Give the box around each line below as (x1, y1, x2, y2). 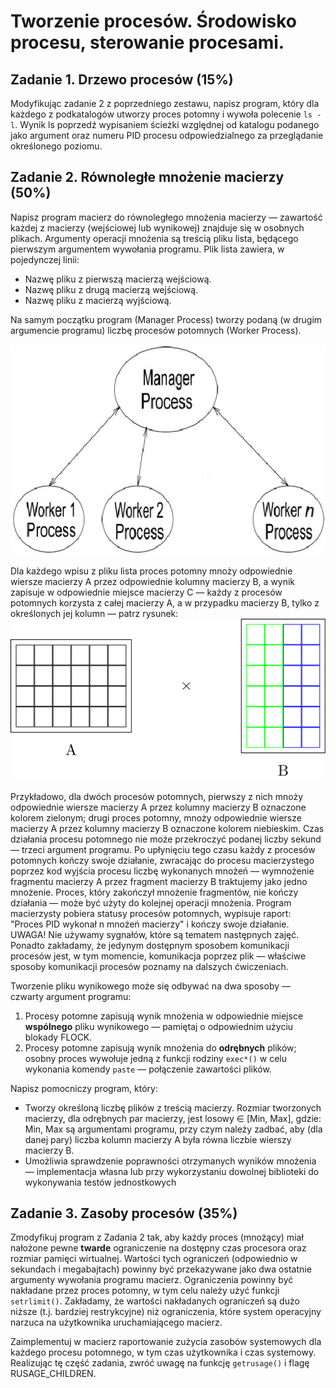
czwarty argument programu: (10, 990, 132, 1002)
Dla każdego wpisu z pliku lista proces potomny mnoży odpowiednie (10, 565, 293, 577)
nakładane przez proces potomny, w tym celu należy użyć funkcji (10, 1285, 280, 1297)
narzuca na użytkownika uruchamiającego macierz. (10, 1316, 223, 1329)
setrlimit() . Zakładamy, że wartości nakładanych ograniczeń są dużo (10, 1295, 300, 1307)
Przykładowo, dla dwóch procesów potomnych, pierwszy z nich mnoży (10, 790, 304, 802)
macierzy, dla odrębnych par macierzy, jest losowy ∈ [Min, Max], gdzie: (24, 1112, 322, 1124)
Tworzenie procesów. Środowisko (10, 10, 297, 33)
